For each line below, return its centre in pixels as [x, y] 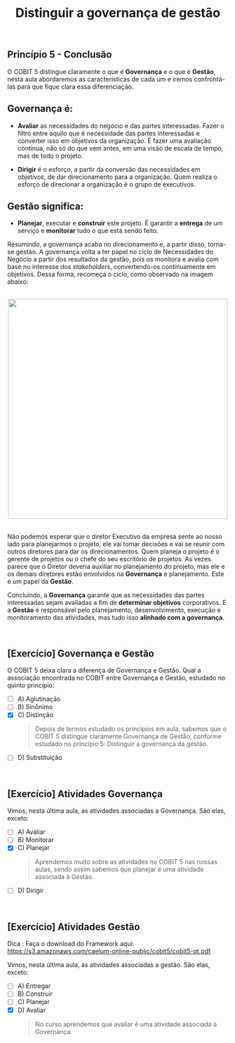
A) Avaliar [31, 832]
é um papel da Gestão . [40, 582]
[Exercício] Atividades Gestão [74, 926]
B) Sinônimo [35, 707]
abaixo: [18, 282]
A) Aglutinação [39, 699]
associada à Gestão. [64, 877]
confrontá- [210, 79]
